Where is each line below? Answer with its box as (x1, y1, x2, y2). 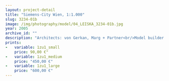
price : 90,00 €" (14, 49, 49, 54)
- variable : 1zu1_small (5, 45, 60, 50)
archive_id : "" (5, 31, 37, 36)
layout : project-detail (5, 7, 56, 13)
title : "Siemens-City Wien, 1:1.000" (5, 12, 85, 17)
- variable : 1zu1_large (5, 63, 60, 68)
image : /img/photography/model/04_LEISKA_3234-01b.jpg (5, 21, 123, 27)
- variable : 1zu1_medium (5, 54, 62, 59)
